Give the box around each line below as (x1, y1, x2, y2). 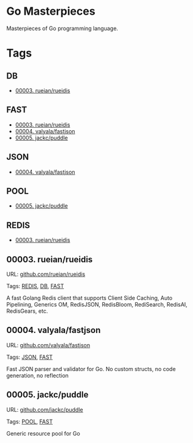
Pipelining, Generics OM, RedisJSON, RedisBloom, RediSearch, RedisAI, (6, 301, 188, 308)
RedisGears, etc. (6, 307, 48, 315)
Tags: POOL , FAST (6, 418, 53, 425)
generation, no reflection (6, 372, 69, 379)
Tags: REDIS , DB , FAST (6, 283, 64, 289)
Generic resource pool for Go (6, 429, 81, 437)
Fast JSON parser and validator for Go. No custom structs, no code (6, 365, 176, 372)
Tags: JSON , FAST (6, 353, 53, 361)
